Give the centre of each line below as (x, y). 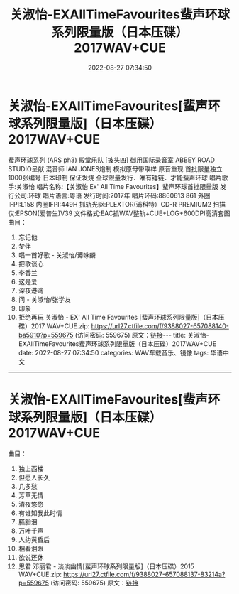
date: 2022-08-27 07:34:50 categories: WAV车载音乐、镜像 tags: (113, 352)
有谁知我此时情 (40, 513)
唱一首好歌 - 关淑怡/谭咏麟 (57, 255)
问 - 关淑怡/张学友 (45, 299)
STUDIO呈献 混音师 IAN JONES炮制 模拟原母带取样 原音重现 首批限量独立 (115, 168)
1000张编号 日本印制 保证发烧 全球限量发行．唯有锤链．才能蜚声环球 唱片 (115, 178)
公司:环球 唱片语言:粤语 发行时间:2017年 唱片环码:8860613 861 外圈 (112, 195)
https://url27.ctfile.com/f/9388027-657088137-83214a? (144, 574)
